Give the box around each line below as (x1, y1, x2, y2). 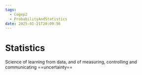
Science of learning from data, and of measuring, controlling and (5, 59, 137, 65)
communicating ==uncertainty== (5, 64, 73, 70)
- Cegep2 (9, 12, 28, 17)
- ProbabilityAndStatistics (9, 16, 68, 21)
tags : (5, 7, 16, 12)
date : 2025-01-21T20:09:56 (5, 21, 61, 26)
